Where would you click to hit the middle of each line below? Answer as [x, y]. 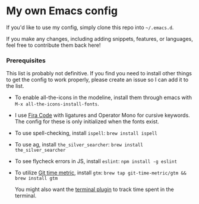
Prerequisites [26, 60]
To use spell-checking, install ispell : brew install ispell [86, 133]
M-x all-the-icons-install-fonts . [57, 104]
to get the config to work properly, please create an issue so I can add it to [97, 80]
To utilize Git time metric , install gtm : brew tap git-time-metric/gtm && [100, 173]
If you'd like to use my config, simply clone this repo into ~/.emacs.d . [90, 27]
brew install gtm [36, 179]
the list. [15, 86]
